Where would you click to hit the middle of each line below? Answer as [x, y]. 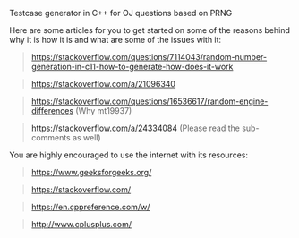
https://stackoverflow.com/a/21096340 [103, 84]
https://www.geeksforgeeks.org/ [91, 172]
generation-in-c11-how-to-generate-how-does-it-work [132, 67]
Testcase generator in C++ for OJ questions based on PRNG [121, 13]
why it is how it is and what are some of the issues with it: [115, 40]
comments [51, 137]
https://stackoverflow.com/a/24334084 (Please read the [135, 128]
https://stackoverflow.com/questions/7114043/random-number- [149, 57]
